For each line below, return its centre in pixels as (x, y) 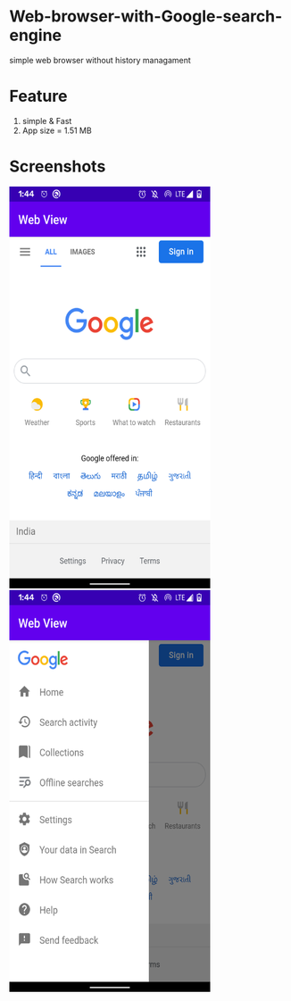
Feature (38, 96)
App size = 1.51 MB (57, 130)
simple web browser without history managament (100, 60)
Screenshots (58, 167)
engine (36, 35)
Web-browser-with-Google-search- (146, 17)
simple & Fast (47, 121)
